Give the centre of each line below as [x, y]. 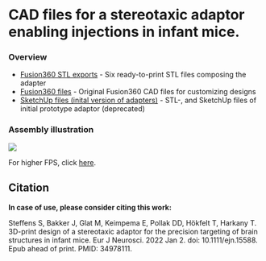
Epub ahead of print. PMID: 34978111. [71, 248]
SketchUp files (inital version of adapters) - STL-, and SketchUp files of [138, 100]
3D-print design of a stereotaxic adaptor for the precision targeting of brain [133, 231]
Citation [29, 188]
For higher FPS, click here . [52, 162]
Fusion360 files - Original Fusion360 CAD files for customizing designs [138, 92]
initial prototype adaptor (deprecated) [82, 109]
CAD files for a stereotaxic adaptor [127, 15]
